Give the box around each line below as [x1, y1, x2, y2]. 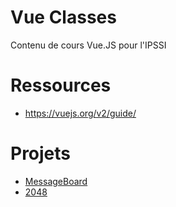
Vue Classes [10, 6, 117, 29]
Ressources [10, 74, 112, 97]
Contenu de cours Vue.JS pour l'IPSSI [10, 39, 167, 51]
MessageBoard [24, 175, 88, 187]
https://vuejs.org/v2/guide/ [24, 107, 137, 119]
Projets [10, 142, 72, 165]
